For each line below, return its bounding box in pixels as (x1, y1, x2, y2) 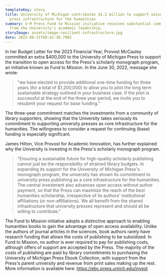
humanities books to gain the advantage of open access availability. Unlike (5, 223, 157, 229)
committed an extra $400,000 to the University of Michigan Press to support (5, 54, 161, 60)
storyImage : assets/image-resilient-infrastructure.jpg (5, 30, 123, 35)
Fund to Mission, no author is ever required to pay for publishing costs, (5, 239, 149, 245)
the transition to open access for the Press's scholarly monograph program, (5, 59, 160, 65)
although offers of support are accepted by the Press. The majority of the (5, 244, 155, 250)
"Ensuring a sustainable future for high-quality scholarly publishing (17, 155, 154, 161)
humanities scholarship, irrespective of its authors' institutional (17, 192, 145, 199)
